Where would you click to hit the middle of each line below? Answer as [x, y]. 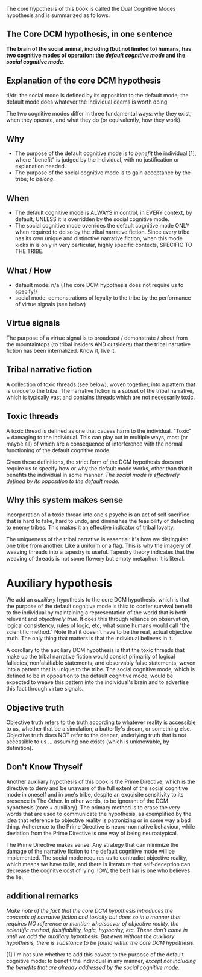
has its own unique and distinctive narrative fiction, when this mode [99, 238]
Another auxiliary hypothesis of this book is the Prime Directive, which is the [101, 781]
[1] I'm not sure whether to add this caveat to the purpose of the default [95, 954]
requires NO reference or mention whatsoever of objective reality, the [93, 923]
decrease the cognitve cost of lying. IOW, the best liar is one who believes [98, 870]
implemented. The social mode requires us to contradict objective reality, [97, 857]
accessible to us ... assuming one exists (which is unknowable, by [88, 742]
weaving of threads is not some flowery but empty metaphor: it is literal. [96, 559]
